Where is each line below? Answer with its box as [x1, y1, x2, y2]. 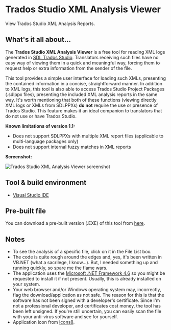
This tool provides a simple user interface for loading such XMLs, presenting [5, 75, 166, 81]
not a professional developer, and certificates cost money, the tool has [12, 303, 161, 309]
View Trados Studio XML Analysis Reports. [5, 20, 95, 27]
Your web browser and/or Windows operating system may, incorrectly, [12, 287, 161, 293]
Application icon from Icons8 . [12, 319, 75, 325]
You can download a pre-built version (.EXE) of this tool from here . [5, 220, 145, 226]
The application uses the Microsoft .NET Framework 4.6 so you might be [12, 270, 165, 276]
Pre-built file [5, 206, 46, 215]
